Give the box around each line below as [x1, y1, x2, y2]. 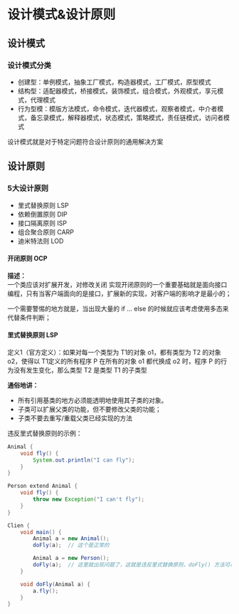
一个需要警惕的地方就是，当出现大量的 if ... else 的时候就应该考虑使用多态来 [7, 304, 229, 313]
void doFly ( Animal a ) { [20, 581, 91, 588]
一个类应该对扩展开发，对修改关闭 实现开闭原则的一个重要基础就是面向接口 [7, 280, 228, 288]
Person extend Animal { [7, 482, 78, 490]
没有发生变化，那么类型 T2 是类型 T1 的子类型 [13, 365, 148, 374]
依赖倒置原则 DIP [17, 209, 68, 218]
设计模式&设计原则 [7, 6, 116, 23]
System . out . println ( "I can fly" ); [33, 457, 135, 464]
